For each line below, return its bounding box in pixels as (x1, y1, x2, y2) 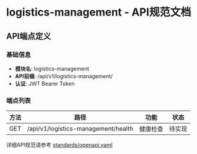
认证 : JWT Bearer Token (14, 80, 75, 87)
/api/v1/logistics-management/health (27, 125, 134, 133)
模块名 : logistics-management (14, 65, 89, 72)
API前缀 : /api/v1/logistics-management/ (14, 72, 113, 79)
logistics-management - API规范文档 (6, 5, 192, 19)
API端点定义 (6, 31, 51, 41)
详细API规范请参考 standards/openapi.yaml (6, 141, 113, 149)
